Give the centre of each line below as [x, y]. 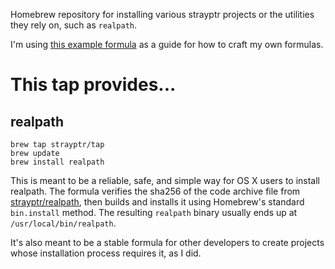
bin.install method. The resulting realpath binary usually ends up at [154, 212]
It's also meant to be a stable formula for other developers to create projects [167, 242]
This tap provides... [93, 85]
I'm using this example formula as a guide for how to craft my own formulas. [167, 44]
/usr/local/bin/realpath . [63, 223]
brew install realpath [57, 162]
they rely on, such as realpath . [74, 25]
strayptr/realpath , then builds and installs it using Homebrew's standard [157, 202]
